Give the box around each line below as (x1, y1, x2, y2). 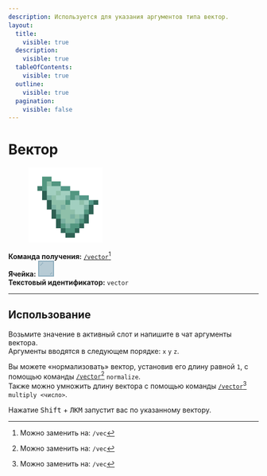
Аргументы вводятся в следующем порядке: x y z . (8, 346, 180, 356)
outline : (15, 80, 44, 88)
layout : (8, 21, 34, 30)
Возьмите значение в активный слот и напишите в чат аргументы (8, 329, 232, 339)
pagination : (15, 96, 56, 105)
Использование (8, 308, 91, 322)
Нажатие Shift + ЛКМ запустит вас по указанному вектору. (8, 405, 212, 415)
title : (15, 30, 37, 37)
